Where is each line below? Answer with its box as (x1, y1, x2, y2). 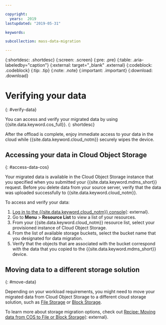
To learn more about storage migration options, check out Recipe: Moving (5, 309, 156, 315)
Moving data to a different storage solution (5, 266, 140, 274)
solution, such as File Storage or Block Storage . (5, 299, 102, 305)
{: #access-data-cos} (5, 164, 50, 170)
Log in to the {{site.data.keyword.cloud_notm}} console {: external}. (12, 209, 150, 215)
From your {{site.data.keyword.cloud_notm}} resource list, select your (12, 219, 155, 225)
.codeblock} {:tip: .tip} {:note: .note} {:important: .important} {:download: (5, 68, 153, 74)
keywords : (5, 30, 26, 35)
